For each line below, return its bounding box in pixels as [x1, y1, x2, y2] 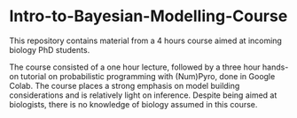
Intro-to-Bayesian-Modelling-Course [9, 6, 288, 26]
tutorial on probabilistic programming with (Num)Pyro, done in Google [20, 70, 276, 81]
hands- [262, 62, 289, 72]
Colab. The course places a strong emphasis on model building [9, 80, 240, 91]
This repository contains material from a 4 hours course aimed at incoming [9, 35, 282, 46]
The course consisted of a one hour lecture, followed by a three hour [9, 62, 261, 72]
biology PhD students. [9, 44, 90, 55]
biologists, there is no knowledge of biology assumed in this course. [9, 99, 258, 109]
